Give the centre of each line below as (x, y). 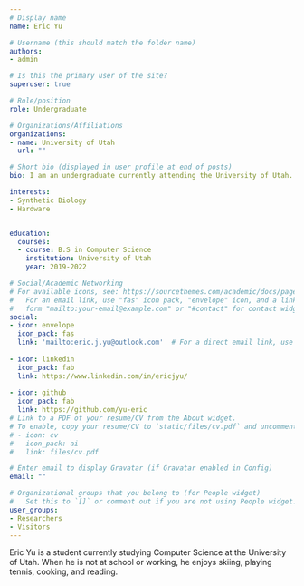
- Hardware (30, 209)
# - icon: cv (34, 435)
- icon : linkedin (42, 359)
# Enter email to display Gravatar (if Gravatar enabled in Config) (141, 468)
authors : (26, 51)
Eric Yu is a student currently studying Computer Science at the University (148, 552)
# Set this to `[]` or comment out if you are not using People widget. (153, 502)
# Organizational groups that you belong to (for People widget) (135, 493)
